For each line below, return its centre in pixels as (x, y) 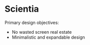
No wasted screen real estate (42, 32)
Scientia (22, 9)
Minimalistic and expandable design (48, 37)
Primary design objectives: (32, 22)
